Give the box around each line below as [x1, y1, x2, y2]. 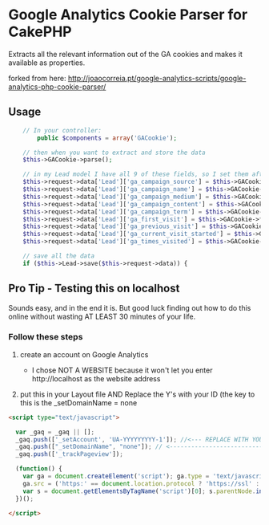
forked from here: [8, 73, 66, 83]
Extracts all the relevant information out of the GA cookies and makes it [8, 49, 243, 59]
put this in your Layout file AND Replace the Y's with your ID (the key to [19, 389, 255, 399]
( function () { [15, 465, 62, 473]
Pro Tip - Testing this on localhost [8, 282, 180, 295]
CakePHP [8, 22, 72, 41]
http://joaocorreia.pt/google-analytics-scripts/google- [67, 73, 247, 83]
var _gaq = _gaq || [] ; [15, 428, 94, 436]
